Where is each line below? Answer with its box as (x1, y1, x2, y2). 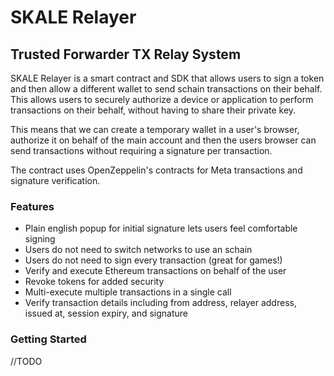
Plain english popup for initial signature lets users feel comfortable (24, 222, 298, 235)
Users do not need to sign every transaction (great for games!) (24, 254, 283, 266)
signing (24, 233, 56, 245)
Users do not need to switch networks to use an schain (24, 244, 253, 256)
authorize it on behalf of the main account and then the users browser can (10, 134, 317, 146)
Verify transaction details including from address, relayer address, (24, 297, 297, 309)
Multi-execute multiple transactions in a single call (24, 286, 232, 298)
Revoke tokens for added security (24, 276, 165, 288)
